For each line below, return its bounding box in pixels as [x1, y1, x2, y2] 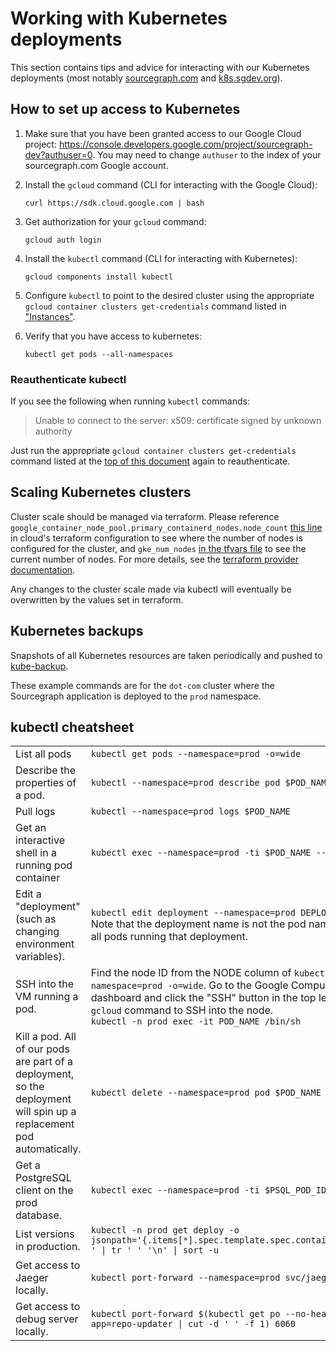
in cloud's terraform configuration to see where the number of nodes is [10, 532, 303, 544]
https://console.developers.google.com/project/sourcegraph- [58, 138, 313, 150]
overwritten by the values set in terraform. [10, 593, 184, 606]
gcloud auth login [24, 235, 102, 245]
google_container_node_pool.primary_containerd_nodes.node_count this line [10, 521, 323, 533]
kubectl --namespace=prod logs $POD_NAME [90, 806, 291, 817]
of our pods [15, 1042, 70, 1056]
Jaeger [15, 1271, 49, 1285]
